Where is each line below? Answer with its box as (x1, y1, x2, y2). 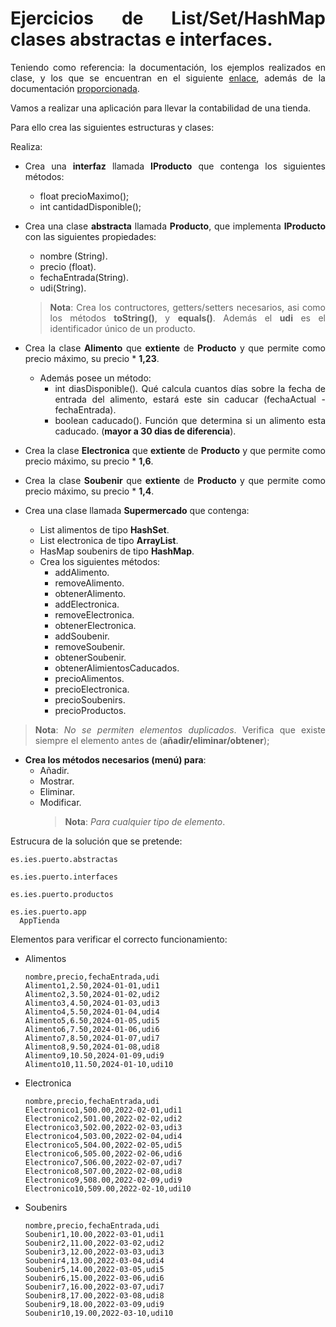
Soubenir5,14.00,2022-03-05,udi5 (24, 1264, 165, 1274)
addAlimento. (54, 566, 110, 578)
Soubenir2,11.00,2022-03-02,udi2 (24, 1238, 165, 1248)
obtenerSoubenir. (54, 651, 127, 663)
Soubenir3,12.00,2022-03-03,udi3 (24, 1247, 165, 1257)
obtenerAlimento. (54, 587, 127, 599)
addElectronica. (54, 598, 120, 610)
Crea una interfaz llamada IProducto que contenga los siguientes (24, 160, 326, 172)
